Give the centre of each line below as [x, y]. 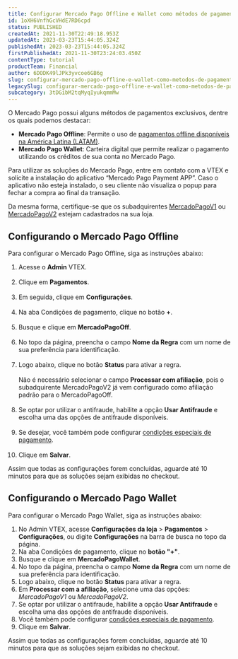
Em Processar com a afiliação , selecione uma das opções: [104, 589]
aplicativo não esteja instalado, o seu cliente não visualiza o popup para [113, 185]
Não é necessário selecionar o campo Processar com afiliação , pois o [121, 380]
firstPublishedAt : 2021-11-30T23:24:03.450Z [75, 54]
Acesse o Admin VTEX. [52, 267]
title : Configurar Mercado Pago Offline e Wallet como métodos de [108, 14]
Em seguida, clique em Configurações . [76, 297]
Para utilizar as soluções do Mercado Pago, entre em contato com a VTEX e [118, 170]
